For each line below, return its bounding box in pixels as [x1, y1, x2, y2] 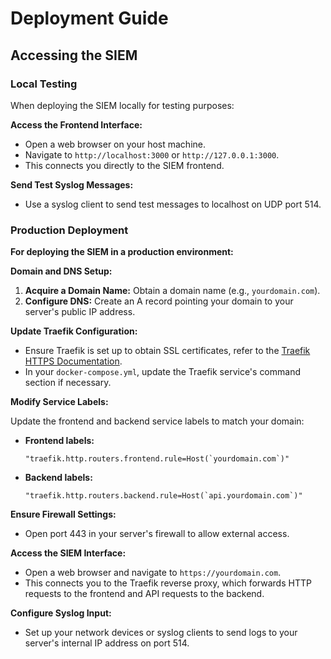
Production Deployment [10, 223, 129, 237]
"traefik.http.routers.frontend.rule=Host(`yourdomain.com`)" [24, 454, 290, 464]
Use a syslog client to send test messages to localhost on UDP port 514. [24, 198, 322, 210]
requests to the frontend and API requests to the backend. [24, 588, 265, 600]
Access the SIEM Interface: [10, 547, 127, 559]
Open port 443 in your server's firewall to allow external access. [24, 528, 290, 540]
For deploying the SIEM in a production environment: [10, 246, 234, 258]
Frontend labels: [24, 435, 95, 447]
